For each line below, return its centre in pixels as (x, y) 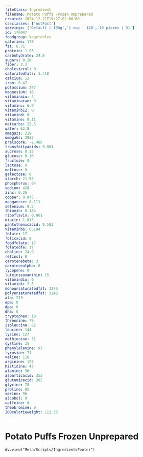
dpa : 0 (12, 307)
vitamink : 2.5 (20, 284)
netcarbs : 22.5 (21, 124)
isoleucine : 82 (21, 325)
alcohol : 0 (16, 398)
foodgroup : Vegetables (28, 37)
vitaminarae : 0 (21, 101)
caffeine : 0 (17, 403)
